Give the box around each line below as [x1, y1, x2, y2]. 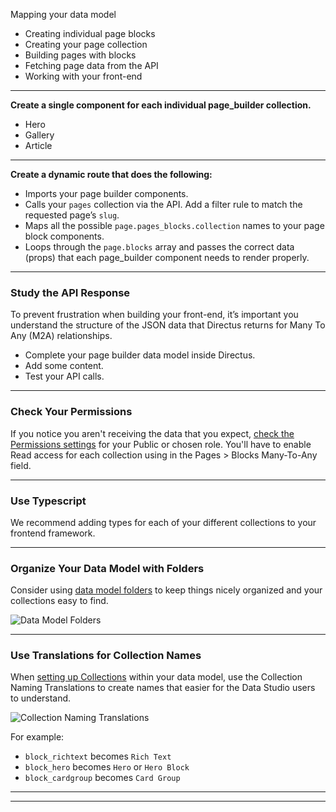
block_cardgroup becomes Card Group [24, 772, 181, 784]
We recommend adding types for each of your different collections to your [10, 516, 317, 528]
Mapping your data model [10, 9, 117, 20]
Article [24, 140, 53, 151]
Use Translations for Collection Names [10, 649, 202, 663]
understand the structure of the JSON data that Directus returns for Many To [10, 319, 326, 331]
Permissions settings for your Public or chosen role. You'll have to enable [10, 438, 312, 450]
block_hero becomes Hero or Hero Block [24, 761, 190, 773]
